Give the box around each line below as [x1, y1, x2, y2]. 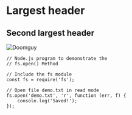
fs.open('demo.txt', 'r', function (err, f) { [6, 93, 127, 99]
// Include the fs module [6, 71, 72, 77]
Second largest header [6, 28, 95, 38]
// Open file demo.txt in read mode [6, 87, 99, 93]
